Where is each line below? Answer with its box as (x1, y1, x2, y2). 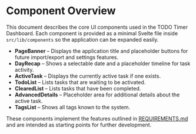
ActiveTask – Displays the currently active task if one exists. (14, 72, 161, 79)
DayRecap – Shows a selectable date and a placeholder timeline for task (14, 60, 191, 67)
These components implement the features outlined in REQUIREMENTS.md (6, 115, 188, 122)
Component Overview (6, 4, 116, 18)
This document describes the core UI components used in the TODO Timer (6, 24, 188, 31)
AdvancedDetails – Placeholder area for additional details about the (14, 91, 180, 98)
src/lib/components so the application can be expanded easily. (6, 36, 159, 43)
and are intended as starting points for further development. (6, 121, 152, 128)
